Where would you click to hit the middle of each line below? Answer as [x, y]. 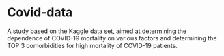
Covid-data [40, 12]
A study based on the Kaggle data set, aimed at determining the [97, 31]
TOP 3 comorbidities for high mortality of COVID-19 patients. [92, 45]
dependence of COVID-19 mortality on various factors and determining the [112, 38]
